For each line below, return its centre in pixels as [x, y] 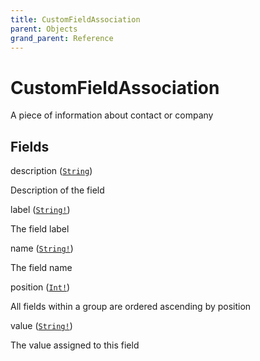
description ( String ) [51, 171]
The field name [41, 268]
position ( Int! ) [40, 287]
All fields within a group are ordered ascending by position [131, 307]
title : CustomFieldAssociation [75, 19]
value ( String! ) [41, 326]
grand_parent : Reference [62, 38]
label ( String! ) [40, 210]
